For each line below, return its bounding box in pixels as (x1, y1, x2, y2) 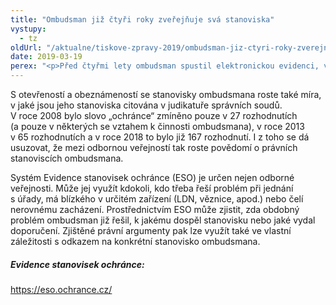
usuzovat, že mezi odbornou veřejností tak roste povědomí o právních (10, 142, 298, 153)
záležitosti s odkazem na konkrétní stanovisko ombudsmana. (10, 236, 261, 247)
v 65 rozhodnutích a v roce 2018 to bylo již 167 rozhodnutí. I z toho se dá (10, 131, 310, 143)
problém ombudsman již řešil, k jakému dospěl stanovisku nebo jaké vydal (10, 214, 316, 226)
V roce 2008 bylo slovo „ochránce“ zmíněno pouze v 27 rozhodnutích (10, 110, 298, 121)
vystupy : (10, 24, 47, 34)
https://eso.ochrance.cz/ (10, 283, 113, 295)
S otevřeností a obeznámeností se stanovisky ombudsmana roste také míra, (10, 89, 322, 100)
